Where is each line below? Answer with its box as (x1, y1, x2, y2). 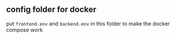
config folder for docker (6, 5, 97, 15)
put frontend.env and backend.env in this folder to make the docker (6, 20, 170, 27)
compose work (6, 26, 43, 33)
